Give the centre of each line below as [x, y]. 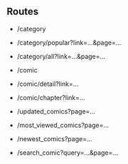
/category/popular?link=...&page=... [69, 43]
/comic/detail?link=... [48, 84]
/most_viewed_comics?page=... [63, 125]
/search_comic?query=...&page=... [68, 153]
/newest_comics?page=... [55, 138]
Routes [23, 12]
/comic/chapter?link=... [51, 97]
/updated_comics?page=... [56, 111]
